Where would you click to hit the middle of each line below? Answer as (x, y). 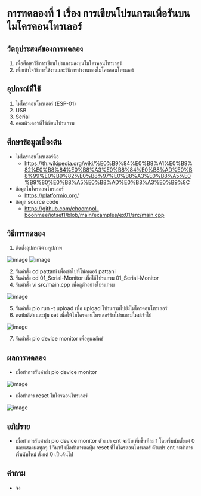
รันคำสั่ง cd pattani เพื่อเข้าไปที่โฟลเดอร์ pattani (65, 271)
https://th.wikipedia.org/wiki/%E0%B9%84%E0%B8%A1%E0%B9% (109, 163)
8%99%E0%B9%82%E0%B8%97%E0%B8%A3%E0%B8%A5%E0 (108, 176)
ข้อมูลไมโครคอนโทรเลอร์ (40, 188)
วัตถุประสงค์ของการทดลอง (45, 49)
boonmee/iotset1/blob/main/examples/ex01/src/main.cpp (94, 215)
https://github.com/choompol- (61, 208)
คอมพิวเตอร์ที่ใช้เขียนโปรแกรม (45, 123)
